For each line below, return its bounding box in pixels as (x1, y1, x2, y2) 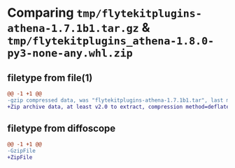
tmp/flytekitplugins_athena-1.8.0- (7, 35, 215, 48)
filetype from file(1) (7, 72, 93, 84)
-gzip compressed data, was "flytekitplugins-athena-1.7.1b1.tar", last (7, 96, 224, 104)
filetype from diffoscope (7, 123, 116, 135)
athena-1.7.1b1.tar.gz (7, 22, 139, 36)
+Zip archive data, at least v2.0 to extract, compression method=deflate (7, 103, 230, 110)
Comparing (7, 5, 74, 21)
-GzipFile (7, 148, 36, 155)
